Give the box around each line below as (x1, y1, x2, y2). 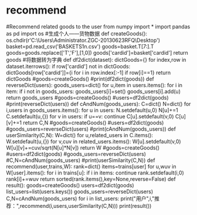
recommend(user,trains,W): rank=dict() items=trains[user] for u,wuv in (6, 163, 177, 170)
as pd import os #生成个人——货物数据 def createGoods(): (6, 30, 148, 37)
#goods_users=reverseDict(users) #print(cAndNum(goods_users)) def (6, 125, 176, 133)
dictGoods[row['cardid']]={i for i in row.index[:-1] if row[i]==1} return (6, 69, 171, 76)
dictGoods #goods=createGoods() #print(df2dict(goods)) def (6, 75, 154, 82)
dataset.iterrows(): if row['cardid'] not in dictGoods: (6, 62, 131, 70)
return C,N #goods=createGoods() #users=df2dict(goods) (23, 119, 164, 126)
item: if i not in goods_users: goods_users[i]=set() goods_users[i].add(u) (6, 88, 181, 95)
